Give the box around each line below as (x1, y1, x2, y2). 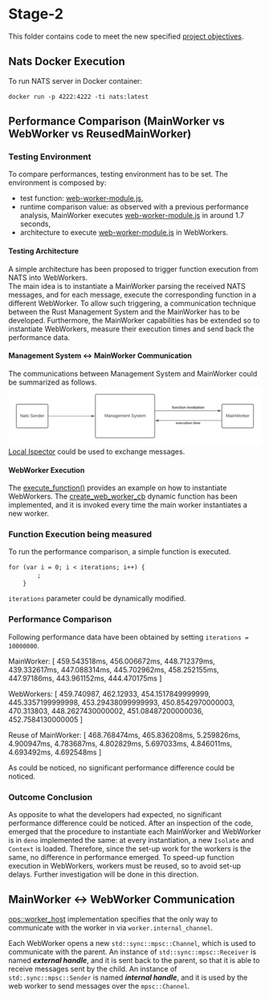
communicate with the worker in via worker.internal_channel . (8, 923, 214, 932)
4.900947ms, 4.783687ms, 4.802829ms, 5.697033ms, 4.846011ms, (8, 738, 233, 748)
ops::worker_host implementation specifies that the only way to (8, 914, 218, 923)
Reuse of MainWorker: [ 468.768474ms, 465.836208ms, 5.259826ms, (8, 730, 241, 740)
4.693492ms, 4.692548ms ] (8, 747, 102, 757)
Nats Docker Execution (8, 55, 126, 68)
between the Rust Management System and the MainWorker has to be (8, 306, 240, 316)
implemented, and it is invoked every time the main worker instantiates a (8, 500, 247, 510)
